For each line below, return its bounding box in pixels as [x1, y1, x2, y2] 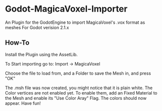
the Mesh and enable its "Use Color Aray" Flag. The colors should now [5, 95, 147, 101]
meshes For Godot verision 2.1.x [5, 24, 69, 30]
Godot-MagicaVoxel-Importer [5, 3, 128, 15]
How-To [5, 39, 30, 47]
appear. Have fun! [5, 100, 41, 106]
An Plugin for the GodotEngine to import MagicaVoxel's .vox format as [5, 19, 145, 25]
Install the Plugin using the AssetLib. [5, 51, 78, 57]
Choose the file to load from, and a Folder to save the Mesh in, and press [5, 70, 151, 76]
